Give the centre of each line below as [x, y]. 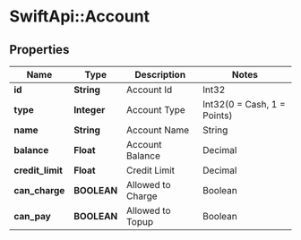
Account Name [158, 130]
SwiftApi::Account [80, 17]
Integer [89, 110]
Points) [218, 116]
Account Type [156, 110]
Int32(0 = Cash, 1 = [244, 104]
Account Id [150, 90]
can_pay [32, 216]
